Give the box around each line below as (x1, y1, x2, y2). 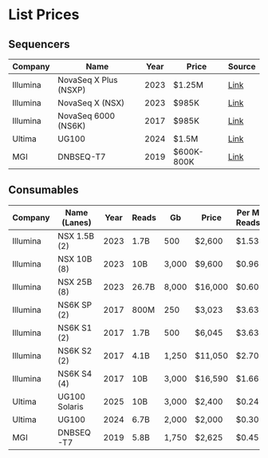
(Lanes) (61, 217, 92, 228)
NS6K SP (57, 299, 93, 310)
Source (227, 61, 256, 72)
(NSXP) (57, 85, 86, 95)
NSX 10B (57, 253, 93, 264)
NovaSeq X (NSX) (57, 97, 125, 109)
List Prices (8, 6, 80, 24)
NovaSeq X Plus (57, 74, 118, 85)
